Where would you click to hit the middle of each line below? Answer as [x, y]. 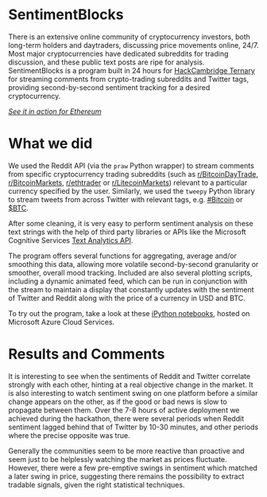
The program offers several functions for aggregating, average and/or [122, 256]
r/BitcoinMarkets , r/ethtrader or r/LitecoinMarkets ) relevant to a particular [128, 182]
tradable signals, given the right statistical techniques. [97, 484]
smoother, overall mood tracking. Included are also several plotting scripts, [130, 272]
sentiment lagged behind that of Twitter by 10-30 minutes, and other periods [133, 427]
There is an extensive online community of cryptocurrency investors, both [129, 37]
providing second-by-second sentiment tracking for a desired [109, 87]
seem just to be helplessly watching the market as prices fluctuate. [118, 459]
